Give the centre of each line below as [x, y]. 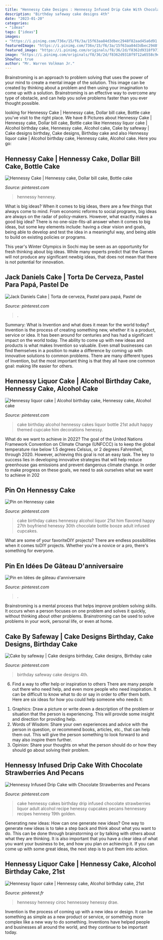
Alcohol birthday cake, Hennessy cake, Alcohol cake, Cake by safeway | [77, 128]
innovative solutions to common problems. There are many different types [79, 356]
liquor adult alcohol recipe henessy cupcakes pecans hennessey [81, 809]
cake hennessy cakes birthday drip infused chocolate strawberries [84, 803]
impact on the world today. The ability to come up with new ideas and [74, 340]
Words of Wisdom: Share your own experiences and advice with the [80, 724]
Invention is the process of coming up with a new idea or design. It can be [79, 911]
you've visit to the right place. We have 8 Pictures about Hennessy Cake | [78, 118]
